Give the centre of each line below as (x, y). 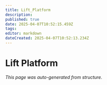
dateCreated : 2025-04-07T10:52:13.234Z (47, 38)
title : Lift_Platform (28, 10)
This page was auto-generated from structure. (54, 77)
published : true (22, 19)
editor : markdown (23, 33)
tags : (11, 29)
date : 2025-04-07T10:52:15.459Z (39, 24)
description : (19, 15)
